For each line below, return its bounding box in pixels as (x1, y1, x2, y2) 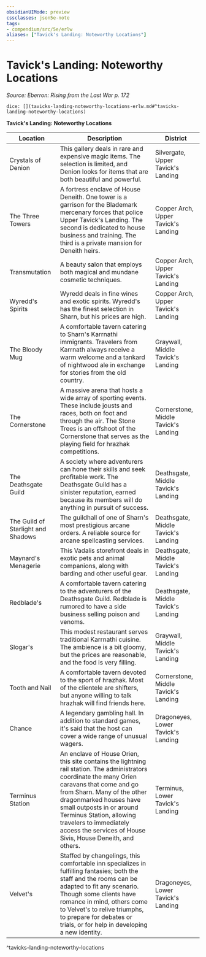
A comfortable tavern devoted (59, 668, 147, 677)
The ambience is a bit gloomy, (59, 643, 147, 651)
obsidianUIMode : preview (6, 9, 70, 15)
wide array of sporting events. (59, 394, 147, 402)
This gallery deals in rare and (59, 145, 143, 153)
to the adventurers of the (59, 587, 132, 596)
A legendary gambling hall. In (59, 709, 144, 718)
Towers (9, 220, 31, 228)
